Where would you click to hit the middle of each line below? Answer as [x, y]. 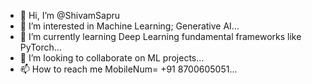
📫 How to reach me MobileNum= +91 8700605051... [128, 69]
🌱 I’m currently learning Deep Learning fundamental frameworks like [160, 36]
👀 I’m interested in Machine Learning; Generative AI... [129, 26]
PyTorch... [40, 47]
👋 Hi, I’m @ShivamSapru [70, 15]
